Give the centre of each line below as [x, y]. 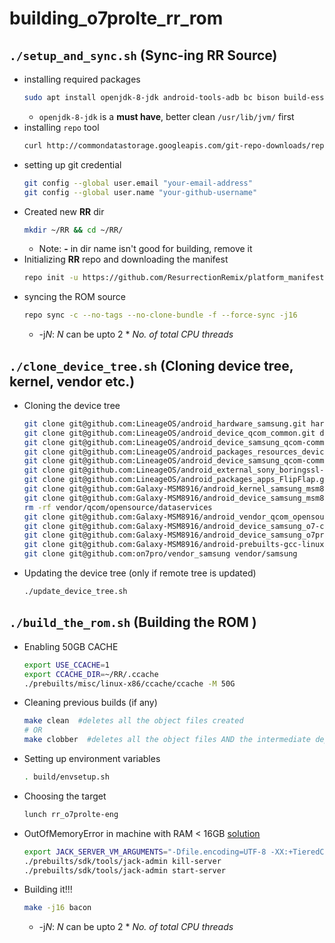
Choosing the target [65, 796]
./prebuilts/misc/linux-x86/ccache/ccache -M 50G [129, 683]
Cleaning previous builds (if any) [90, 703]
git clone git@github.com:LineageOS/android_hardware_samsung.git [165, 423]
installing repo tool [61, 127]
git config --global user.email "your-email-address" [138, 183]
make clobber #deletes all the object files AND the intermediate [167, 740]
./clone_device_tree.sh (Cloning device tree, [151, 365]
